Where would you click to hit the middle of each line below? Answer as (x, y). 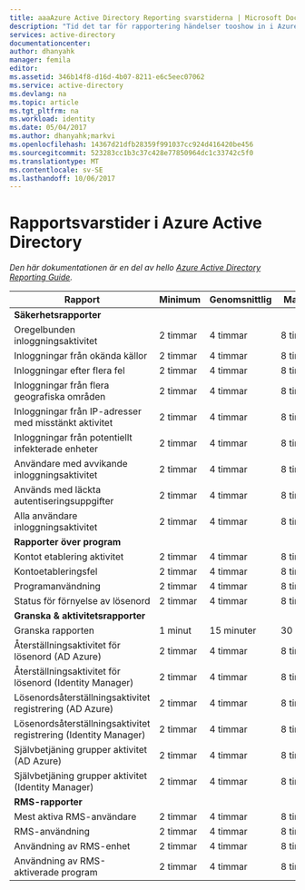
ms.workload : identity (52, 119)
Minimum (180, 300)
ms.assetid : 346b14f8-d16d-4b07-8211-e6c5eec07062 (107, 77)
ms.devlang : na (38, 94)
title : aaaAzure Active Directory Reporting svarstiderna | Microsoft (146, 18)
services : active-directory (63, 35)
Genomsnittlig (241, 300)
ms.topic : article (44, 102)
